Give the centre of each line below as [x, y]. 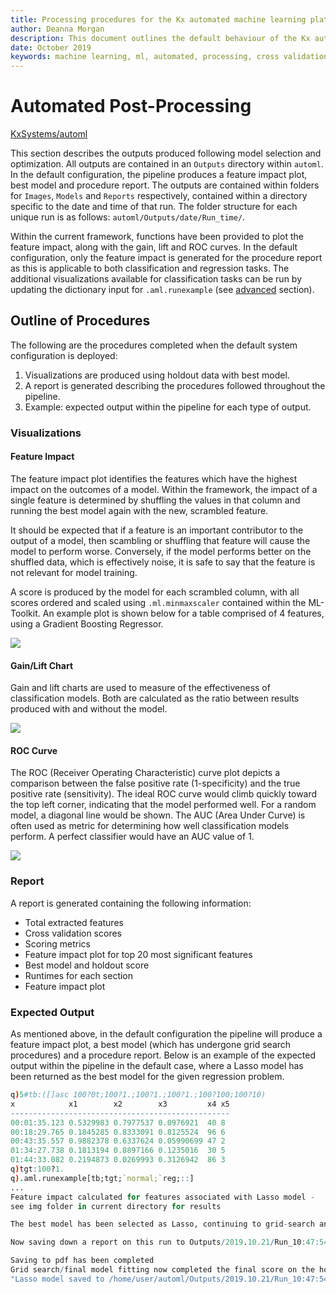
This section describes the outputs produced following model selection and [166, 153]
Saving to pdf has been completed [82, 1261]
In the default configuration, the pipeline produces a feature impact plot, [159, 175]
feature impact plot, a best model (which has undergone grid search [151, 1044]
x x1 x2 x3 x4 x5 [120, 1104]
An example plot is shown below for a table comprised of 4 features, [183, 613]
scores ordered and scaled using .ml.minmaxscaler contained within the [158, 602]
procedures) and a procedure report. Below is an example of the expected [163, 1055]
